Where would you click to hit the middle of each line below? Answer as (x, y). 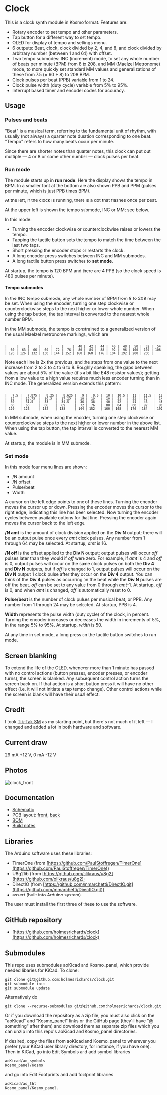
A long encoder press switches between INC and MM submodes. (79, 255)
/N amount (23, 477)
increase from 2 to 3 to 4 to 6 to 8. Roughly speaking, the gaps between (79, 367)
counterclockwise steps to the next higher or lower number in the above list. (83, 423)
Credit (15, 710)
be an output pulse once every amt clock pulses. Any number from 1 (75, 538)
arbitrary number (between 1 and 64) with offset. (62, 53)
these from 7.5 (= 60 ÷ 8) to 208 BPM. (51, 74)
